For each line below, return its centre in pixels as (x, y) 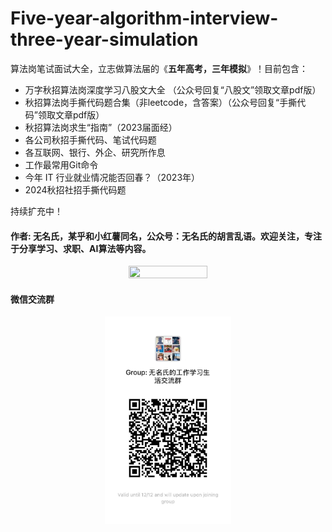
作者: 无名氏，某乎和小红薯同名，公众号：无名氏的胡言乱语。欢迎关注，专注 (166, 236)
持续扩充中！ (36, 211)
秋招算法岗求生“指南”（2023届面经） (101, 127)
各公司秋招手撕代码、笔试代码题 (90, 139)
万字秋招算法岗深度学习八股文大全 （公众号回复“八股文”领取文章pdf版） (173, 89)
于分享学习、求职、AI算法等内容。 (81, 248)
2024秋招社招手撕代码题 (75, 189)
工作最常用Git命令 (61, 164)
